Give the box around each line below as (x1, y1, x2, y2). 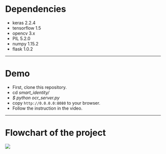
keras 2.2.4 (12, 20, 36, 26)
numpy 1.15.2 (12, 40, 39, 46)
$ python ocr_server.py (12, 95, 60, 101)
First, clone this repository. (12, 84, 67, 90)
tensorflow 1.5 (12, 25, 41, 31)
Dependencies (5, 3, 66, 15)
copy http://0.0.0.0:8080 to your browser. (12, 100, 100, 106)
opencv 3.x (12, 30, 36, 36)
